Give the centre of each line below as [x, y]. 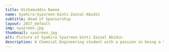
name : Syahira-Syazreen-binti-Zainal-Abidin [53, 14]
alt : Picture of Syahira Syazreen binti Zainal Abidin [64, 38]
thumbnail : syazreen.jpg [31, 33]
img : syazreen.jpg [24, 28]
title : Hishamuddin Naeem [32, 10]
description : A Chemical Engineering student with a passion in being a [83, 42]
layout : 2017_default [28, 24]
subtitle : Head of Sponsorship [38, 19]
